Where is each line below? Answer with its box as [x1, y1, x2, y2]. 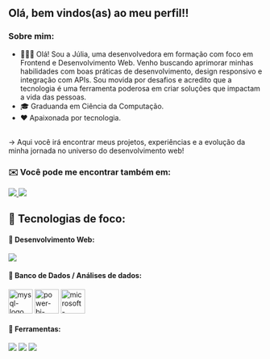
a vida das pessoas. [19, 92, 87, 102]
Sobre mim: [8, 31, 55, 42]
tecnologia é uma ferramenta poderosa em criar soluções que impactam [19, 83, 260, 93]
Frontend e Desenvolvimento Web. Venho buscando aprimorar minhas [19, 57, 254, 67]
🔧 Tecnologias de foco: [8, 212, 127, 226]
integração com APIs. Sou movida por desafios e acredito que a [19, 74, 232, 84]
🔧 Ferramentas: [8, 324, 61, 334]
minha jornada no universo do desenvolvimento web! [8, 146, 185, 155]
